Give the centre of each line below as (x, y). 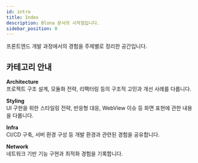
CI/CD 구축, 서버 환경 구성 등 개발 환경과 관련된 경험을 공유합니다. (83, 135)
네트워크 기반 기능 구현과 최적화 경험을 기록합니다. (65, 154)
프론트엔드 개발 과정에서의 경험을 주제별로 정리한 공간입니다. (77, 46)
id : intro (19, 12)
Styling (16, 101)
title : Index (22, 17)
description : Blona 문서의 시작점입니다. (53, 23)
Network (17, 147)
